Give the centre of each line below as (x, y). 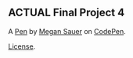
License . (22, 46)
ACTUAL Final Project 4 (66, 13)
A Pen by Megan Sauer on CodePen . (67, 31)
